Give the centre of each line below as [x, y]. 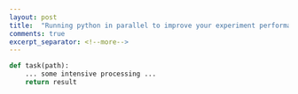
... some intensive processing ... [91, 74]
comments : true [37, 33]
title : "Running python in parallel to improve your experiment [132, 25]
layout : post [33, 17]
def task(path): [39, 66]
